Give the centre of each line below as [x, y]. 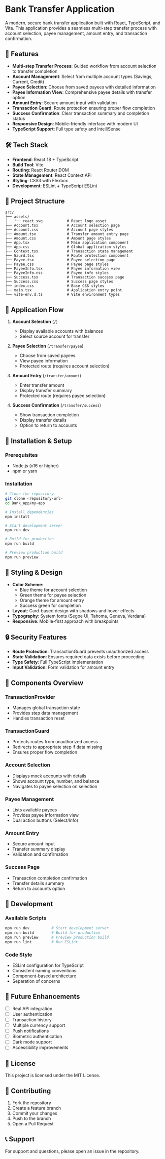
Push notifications [31, 1031]
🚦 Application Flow [34, 310]
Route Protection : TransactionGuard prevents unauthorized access [81, 652]
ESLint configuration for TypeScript [48, 965]
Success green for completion [50, 605]
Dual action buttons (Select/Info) [45, 820]
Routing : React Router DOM [40, 170]
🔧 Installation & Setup [39, 441]
